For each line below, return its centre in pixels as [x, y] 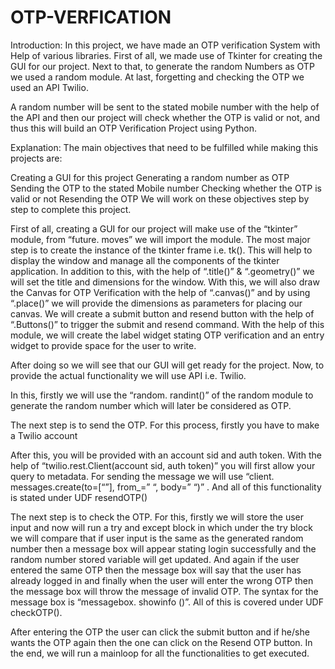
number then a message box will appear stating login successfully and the [163, 548]
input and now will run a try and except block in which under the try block [161, 527]
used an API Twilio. [49, 87]
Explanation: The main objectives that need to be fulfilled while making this [164, 147]
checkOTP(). [36, 612]
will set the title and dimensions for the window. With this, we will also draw [165, 282]
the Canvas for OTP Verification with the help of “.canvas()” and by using [160, 292]
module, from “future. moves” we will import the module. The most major [160, 239]
